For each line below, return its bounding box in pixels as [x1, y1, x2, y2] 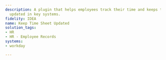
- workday [5, 43, 26, 48]
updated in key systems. [9, 12, 61, 17]
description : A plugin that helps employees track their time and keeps [5, 7, 158, 12]
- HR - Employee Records [5, 35, 56, 40]
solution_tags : [5, 25, 37, 30]
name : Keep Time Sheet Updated [5, 20, 70, 26]
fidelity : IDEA [5, 16, 37, 21]
